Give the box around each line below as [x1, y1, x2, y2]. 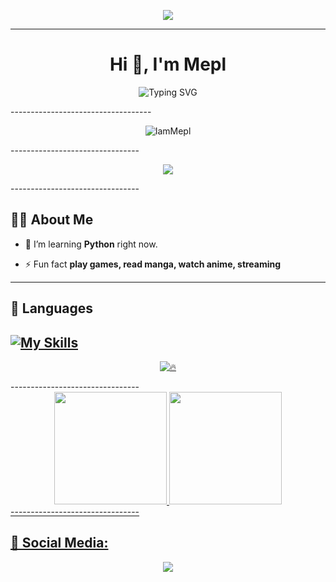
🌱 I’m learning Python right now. [24, 238, 158, 250]
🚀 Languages [10, 300, 93, 317]
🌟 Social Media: [10, 535, 109, 552]
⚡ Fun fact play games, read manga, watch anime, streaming [24, 258, 282, 270]
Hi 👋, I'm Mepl [109, 53, 227, 76]
